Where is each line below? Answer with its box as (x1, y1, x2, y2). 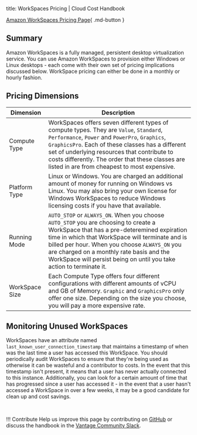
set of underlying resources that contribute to (48, 148, 174, 156)
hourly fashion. (6, 73, 43, 81)
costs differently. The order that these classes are (48, 155, 185, 163)
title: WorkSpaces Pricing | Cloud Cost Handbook (6, 5, 125, 12)
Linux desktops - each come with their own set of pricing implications (6, 61, 175, 68)
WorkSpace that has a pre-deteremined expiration (48, 226, 188, 234)
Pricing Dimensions (6, 91, 79, 101)
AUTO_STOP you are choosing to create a (48, 218, 156, 226)
